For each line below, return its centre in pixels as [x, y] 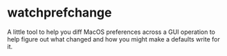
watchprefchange [60, 13]
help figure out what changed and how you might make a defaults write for [113, 39]
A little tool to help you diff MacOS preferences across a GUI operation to [111, 32]
